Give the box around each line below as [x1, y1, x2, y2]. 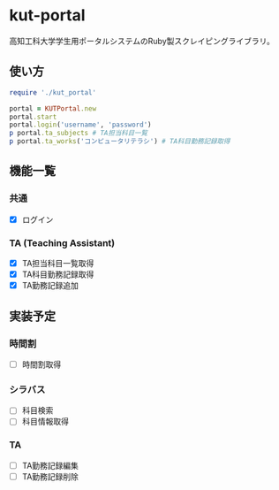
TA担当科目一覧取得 [21, 258, 94, 269]
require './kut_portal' [9, 88, 97, 97]
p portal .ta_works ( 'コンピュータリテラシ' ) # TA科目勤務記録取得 [9, 137, 230, 146]
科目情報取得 [21, 417, 69, 427]
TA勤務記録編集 [21, 460, 79, 471]
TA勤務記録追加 [21, 280, 79, 291]
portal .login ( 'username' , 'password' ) [9, 120, 152, 129]
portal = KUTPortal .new [9, 103, 97, 113]
